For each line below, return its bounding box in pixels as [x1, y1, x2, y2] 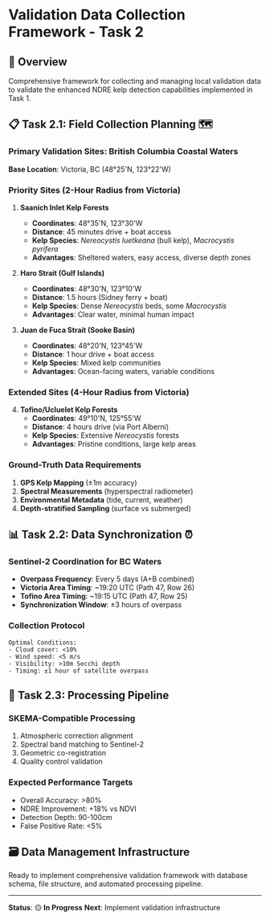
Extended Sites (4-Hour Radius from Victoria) [8, 386, 190, 398]
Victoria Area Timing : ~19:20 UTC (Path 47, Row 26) [19, 583, 195, 593]
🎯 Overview [8, 55, 67, 69]
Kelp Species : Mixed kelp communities [31, 357, 162, 368]
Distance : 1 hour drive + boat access [31, 349, 155, 359]
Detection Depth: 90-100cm [19, 812, 112, 822]
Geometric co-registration [19, 748, 107, 758]
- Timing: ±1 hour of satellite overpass [8, 667, 149, 675]
